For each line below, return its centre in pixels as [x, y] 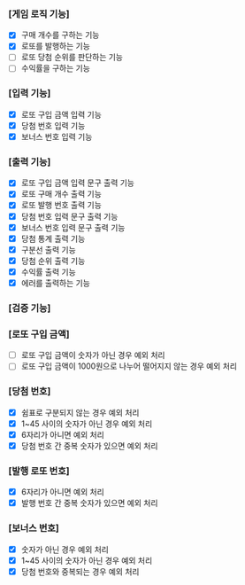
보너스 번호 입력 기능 [57, 136]
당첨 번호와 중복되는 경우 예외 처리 [80, 571]
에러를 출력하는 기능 [55, 283]
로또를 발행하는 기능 [55, 46]
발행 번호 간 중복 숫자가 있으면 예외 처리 [89, 503]
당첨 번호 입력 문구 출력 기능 [69, 216]
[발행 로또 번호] [39, 471]
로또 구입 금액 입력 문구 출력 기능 [77, 183]
